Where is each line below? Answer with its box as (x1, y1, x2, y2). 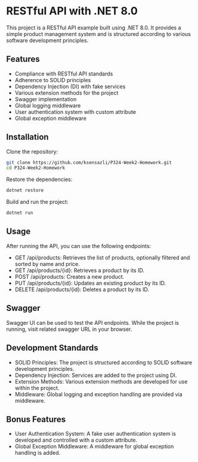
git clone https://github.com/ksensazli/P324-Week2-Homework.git (6, 159, 172, 165)
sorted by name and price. (14, 260, 80, 267)
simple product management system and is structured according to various (6, 30, 191, 37)
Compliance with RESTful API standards (14, 70, 113, 77)
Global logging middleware (14, 102, 81, 109)
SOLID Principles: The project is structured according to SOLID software (14, 358, 193, 366)
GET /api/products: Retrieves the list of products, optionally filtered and (14, 253, 190, 261)
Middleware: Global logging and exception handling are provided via (14, 391, 183, 398)
